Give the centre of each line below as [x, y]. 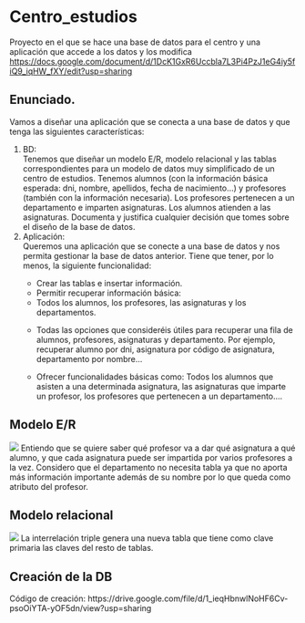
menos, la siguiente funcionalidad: [87, 265]
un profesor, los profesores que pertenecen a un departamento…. [159, 396]
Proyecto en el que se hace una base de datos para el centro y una [135, 42]
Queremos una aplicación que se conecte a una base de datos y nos [151, 246]
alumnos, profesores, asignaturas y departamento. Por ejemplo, [156, 339]
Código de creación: [48, 598]
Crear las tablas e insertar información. [109, 283]
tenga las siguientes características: [77, 131]
